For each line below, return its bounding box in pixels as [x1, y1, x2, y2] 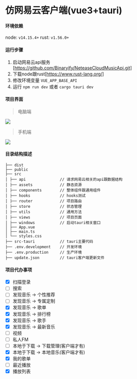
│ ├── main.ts [5, 229, 36, 234]
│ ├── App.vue [5, 225, 36, 230]
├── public [5, 167, 28, 172]
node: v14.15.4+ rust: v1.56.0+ [5, 34, 70, 41]
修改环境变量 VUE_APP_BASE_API [12, 77, 78, 83]
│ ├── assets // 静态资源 [5, 182, 82, 187]
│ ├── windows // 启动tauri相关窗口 [5, 220, 101, 225]
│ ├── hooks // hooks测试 [5, 193, 86, 198]
